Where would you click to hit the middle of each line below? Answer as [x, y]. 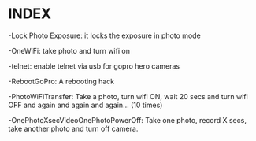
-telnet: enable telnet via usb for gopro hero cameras [94, 66]
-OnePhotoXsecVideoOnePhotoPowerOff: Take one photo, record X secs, [127, 120]
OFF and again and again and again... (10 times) [85, 105]
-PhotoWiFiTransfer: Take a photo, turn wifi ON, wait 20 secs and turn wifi [128, 96]
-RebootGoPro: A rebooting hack [61, 81]
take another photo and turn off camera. [73, 128]
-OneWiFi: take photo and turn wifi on [69, 50]
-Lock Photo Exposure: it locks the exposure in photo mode [104, 35]
